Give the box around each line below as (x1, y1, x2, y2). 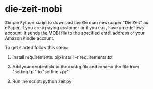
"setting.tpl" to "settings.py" (12, 68, 69, 74)
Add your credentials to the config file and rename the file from (12, 64, 139, 69)
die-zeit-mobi (5, 3, 62, 15)
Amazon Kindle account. (5, 35, 55, 41)
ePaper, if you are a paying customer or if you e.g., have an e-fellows (5, 24, 144, 30)
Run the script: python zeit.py (12, 78, 72, 84)
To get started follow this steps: (5, 44, 69, 50)
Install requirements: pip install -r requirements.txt (12, 54, 113, 60)
